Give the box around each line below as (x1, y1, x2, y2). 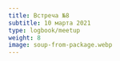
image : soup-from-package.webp (8, 41, 113, 49)
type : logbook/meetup (8, 26, 81, 34)
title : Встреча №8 (8, 11, 70, 20)
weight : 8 (8, 33, 42, 42)
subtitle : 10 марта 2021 (8, 19, 91, 27)
